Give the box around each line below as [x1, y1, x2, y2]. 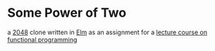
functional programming [7, 35, 78, 43]
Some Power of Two [7, 5, 127, 21]
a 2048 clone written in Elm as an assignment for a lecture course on [7, 28, 208, 36]
